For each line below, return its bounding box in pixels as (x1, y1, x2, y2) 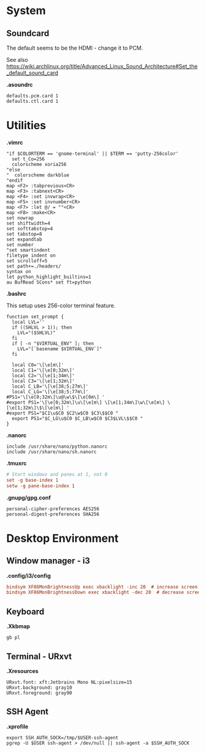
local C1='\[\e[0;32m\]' (12, 367, 75, 374)
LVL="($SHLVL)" (17, 329, 56, 336)
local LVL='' (12, 319, 45, 325)
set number (6, 241, 34, 248)
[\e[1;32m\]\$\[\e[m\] (6, 405, 64, 411)
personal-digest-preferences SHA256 (6, 511, 99, 517)
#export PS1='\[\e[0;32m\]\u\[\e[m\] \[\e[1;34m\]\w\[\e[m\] (6, 399, 165, 405)
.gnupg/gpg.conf (6, 494, 51, 501)
